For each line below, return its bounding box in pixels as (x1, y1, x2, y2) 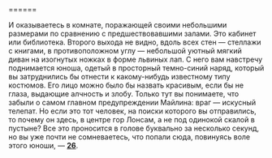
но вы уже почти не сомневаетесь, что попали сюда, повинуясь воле (8, 132, 250, 142)
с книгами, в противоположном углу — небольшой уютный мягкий (8, 46, 242, 55)
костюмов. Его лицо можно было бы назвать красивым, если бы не (8, 80, 244, 90)
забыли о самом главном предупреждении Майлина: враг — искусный (8, 98, 257, 107)
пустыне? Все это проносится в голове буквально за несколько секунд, (8, 123, 260, 133)
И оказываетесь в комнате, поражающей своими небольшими (8, 20, 227, 29)
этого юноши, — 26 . (8, 141, 79, 150)
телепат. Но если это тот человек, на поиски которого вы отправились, (8, 106, 257, 116)
